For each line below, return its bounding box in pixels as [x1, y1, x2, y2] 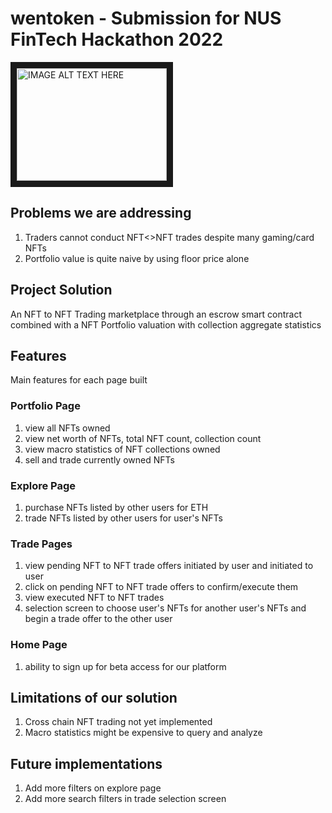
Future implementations [10, 755, 163, 772]
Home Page [10, 638, 68, 652]
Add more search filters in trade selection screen [24, 793, 227, 805]
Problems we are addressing [10, 205, 192, 222]
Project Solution [10, 282, 113, 299]
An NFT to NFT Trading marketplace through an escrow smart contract [10, 308, 303, 320]
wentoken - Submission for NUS [10, 7, 282, 30]
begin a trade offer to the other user [24, 613, 173, 625]
